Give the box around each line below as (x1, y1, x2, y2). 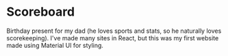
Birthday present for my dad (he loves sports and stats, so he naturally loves (6, 27, 222, 35)
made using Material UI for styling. (6, 41, 104, 49)
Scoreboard (6, 4, 75, 20)
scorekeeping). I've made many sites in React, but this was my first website (6, 33, 219, 42)
